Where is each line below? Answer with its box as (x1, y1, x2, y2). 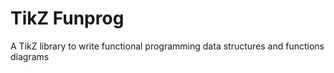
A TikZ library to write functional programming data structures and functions (10, 40, 325, 52)
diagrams (10, 50, 50, 62)
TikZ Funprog (10, 7, 125, 30)
